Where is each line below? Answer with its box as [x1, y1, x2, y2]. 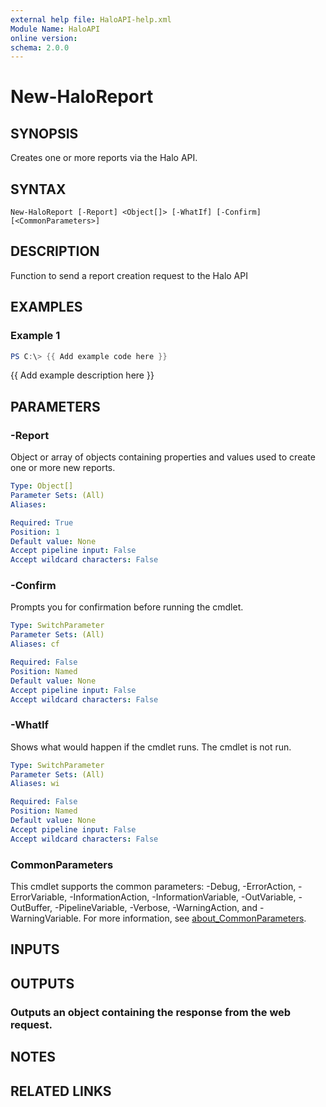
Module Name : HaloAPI [10, 24, 101, 34]
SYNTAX [10, 181, 67, 198]
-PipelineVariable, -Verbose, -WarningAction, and [54, 902, 258, 914]
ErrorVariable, [10, 891, 68, 903]
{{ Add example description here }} [10, 369, 155, 381]
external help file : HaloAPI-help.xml [10, 14, 172, 25]
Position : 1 [10, 527, 60, 537]
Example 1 [10, 329, 61, 343]
